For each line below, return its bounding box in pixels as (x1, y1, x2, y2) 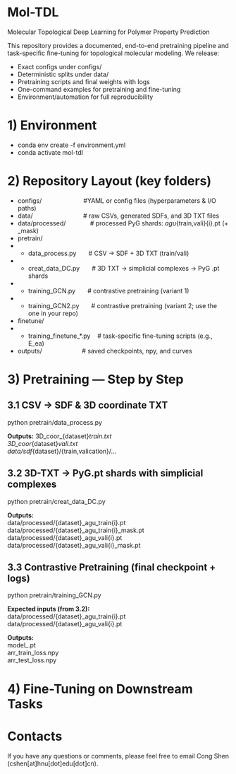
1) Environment (7, 117, 97, 134)
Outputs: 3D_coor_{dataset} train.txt (7, 432, 112, 440)
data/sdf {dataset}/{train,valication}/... (7, 447, 117, 455)
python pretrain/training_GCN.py (7, 591, 101, 599)
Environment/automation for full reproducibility (17, 93, 154, 101)
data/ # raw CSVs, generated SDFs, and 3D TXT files (17, 211, 220, 220)
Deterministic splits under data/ (17, 70, 109, 78)
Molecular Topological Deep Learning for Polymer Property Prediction (7, 28, 210, 36)
